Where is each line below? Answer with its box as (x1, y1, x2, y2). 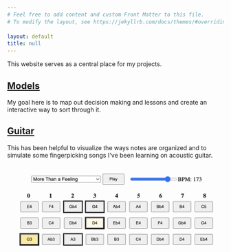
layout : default (7, 33, 54, 40)
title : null (7, 40, 41, 48)
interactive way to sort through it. (7, 105, 101, 114)
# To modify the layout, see (7, 18, 91, 25)
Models (7, 80, 40, 92)
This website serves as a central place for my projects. (7, 60, 162, 68)
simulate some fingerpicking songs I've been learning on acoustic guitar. (7, 151, 213, 159)
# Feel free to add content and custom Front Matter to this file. (7, 11, 205, 18)
